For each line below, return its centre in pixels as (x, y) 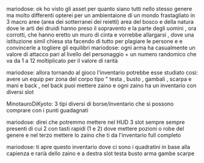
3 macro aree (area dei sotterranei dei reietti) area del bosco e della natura (100, 22)
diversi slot (20, 92)
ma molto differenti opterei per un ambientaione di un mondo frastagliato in (101, 15)
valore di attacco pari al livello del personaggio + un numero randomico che (101, 54)
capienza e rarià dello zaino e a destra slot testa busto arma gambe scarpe (100, 153)
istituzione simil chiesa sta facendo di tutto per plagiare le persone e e (95, 41)
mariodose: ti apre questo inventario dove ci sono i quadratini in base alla (98, 147)
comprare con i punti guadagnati (47, 110)
